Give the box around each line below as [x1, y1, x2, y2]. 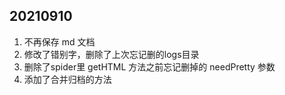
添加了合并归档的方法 [23, 73, 112, 85]
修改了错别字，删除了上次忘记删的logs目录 [23, 48, 200, 60]
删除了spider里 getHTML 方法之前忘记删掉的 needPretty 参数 [23, 60, 276, 73]
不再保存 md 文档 [23, 35, 96, 48]
